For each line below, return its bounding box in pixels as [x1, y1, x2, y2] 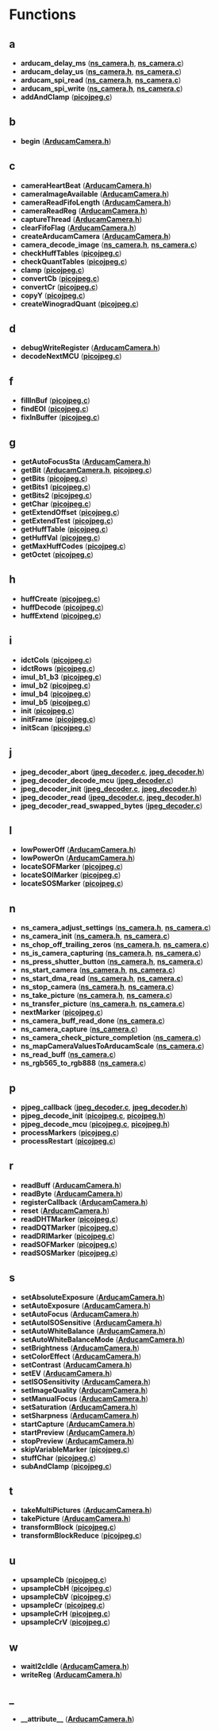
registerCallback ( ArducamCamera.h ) [20, 1197, 148, 1207]
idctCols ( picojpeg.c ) [20, 655, 92, 665]
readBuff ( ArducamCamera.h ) [20, 1180, 122, 1190]
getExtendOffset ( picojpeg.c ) [20, 508, 120, 517]
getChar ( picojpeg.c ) [20, 499, 92, 509]
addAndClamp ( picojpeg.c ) [20, 92, 113, 101]
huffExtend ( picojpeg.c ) [20, 610, 102, 620]
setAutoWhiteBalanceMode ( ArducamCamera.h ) [20, 1335, 186, 1344]
